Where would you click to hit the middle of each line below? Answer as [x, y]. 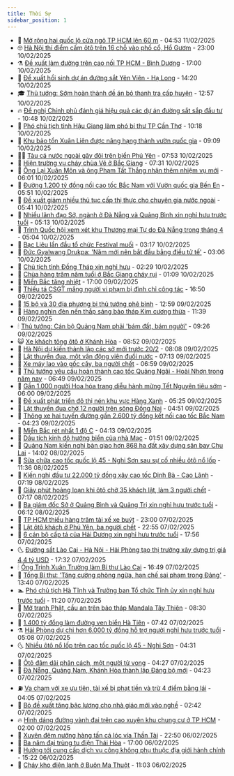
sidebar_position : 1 [37, 20]
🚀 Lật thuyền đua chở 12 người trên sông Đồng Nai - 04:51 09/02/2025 [118, 408]
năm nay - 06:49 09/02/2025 [60, 379]
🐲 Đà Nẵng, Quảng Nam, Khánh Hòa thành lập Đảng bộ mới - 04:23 [114, 670]
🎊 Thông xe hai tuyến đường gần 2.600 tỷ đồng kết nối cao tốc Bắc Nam [121, 416]
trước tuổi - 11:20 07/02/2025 [59, 600]
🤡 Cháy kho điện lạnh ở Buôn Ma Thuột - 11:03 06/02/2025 [102, 765]
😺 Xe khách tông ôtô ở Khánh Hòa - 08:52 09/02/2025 [96, 341]
